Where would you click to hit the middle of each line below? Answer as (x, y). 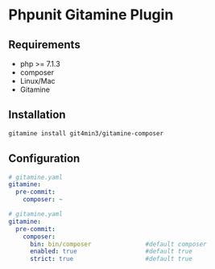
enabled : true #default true (111, 251)
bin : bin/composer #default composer (118, 244)
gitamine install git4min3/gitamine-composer (86, 133)
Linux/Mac (37, 81)
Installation (37, 115)
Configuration (44, 159)
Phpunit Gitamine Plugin (91, 15)
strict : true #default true (111, 259)
